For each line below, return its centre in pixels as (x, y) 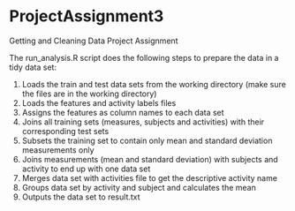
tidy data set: (33, 67)
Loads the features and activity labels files (99, 102)
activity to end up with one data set (86, 169)
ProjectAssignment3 (87, 16)
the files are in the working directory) (89, 94)
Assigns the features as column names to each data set (123, 112)
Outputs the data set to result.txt (81, 197)
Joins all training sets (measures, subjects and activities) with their (143, 122)
